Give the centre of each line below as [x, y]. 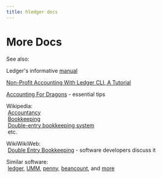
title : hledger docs [32, 12]
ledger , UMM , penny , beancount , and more [61, 168]
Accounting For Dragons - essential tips [56, 94]
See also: [18, 59]
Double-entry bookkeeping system [51, 125]
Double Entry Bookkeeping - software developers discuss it [82, 150]
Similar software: [27, 162]
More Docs [34, 42]
